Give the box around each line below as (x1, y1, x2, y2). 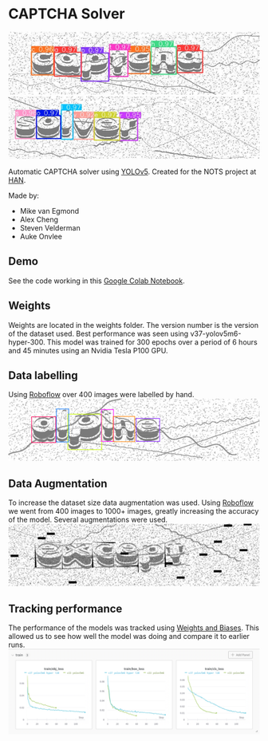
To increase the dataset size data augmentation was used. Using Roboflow (8, 498, 254, 507)
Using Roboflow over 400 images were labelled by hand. (8, 390, 195, 400)
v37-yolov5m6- (190, 329, 242, 338)
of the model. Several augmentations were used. (8, 515, 168, 525)
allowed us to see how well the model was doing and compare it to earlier (8, 631, 250, 640)
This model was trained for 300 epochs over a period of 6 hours (46, 337, 258, 347)
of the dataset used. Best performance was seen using (8, 329, 189, 338)
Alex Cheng (19, 215, 58, 224)
